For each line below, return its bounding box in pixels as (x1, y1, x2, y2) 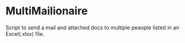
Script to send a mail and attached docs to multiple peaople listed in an (5, 24, 180, 31)
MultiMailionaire (5, 4, 88, 18)
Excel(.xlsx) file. (5, 30, 45, 37)
